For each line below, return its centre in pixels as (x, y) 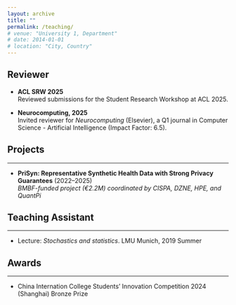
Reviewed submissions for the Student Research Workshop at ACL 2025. (123, 99)
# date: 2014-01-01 (36, 40)
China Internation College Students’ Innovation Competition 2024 (112, 286)
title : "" (22, 20)
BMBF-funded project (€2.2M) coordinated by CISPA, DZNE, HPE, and (119, 188)
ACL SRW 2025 (40, 91)
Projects (26, 150)
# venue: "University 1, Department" (63, 33)
